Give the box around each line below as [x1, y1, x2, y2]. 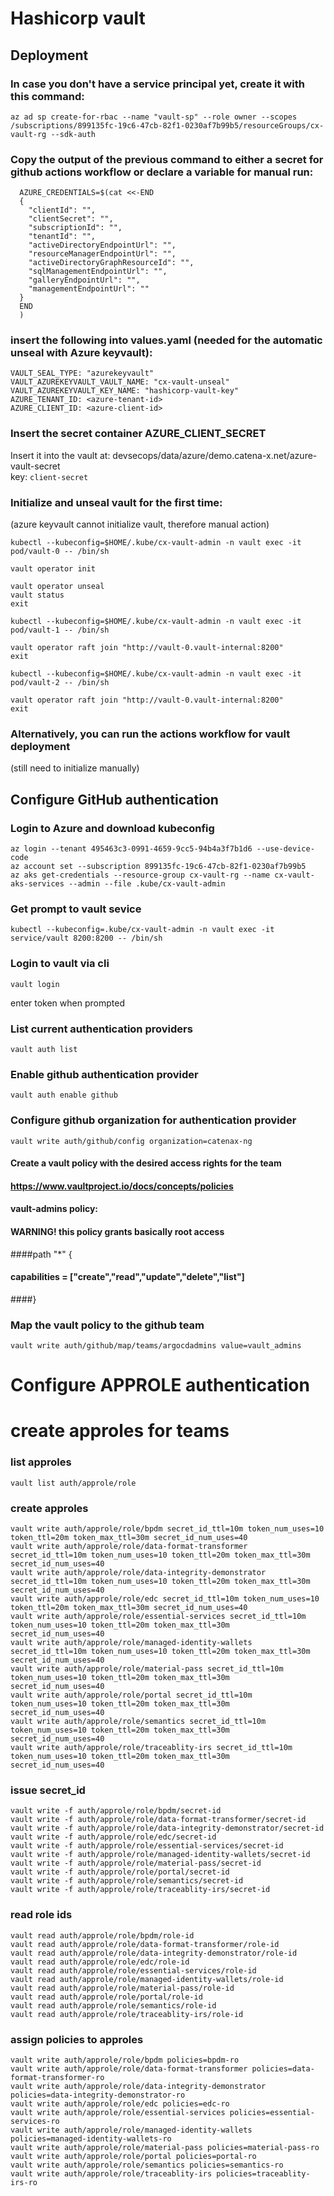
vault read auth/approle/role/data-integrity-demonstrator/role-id [10, 1948, 298, 1958]
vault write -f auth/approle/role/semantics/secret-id [10, 1876, 244, 1886]
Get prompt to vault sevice [10, 902, 142, 916]
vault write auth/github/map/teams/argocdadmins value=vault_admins [10, 1341, 302, 1351]
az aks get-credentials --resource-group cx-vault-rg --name [10, 870, 271, 881]
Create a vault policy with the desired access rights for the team [10, 1157, 282, 1169]
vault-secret [10, 460, 61, 472]
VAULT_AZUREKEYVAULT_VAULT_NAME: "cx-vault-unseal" [10, 377, 230, 387]
